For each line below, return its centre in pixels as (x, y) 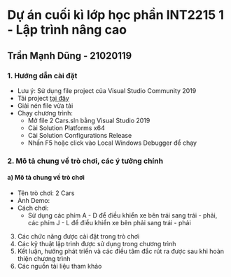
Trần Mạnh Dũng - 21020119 (70, 56)
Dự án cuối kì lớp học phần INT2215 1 (115, 15)
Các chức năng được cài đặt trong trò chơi (78, 236)
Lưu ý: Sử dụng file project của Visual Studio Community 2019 (107, 90)
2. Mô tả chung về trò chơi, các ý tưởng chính (85, 161)
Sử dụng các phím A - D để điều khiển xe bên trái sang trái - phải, (122, 215)
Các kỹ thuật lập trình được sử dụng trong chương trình (97, 244)
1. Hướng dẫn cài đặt (42, 76)
